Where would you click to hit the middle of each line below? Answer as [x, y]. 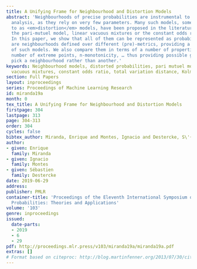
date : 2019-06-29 [27, 181]
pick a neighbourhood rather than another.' [67, 60]
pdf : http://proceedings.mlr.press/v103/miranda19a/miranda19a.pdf [90, 246]
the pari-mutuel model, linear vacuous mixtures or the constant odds [99, 33]
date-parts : [26, 224]
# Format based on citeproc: [42, 257]
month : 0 [17, 99]
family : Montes [30, 164]
